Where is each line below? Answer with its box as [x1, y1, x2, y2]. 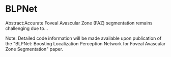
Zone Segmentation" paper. [5, 46, 64, 52]
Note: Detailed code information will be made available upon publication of [5, 35, 162, 41]
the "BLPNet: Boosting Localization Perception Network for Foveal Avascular [5, 40, 166, 46]
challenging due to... [5, 25, 48, 31]
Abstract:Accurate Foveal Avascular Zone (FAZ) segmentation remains [5, 20, 153, 26]
